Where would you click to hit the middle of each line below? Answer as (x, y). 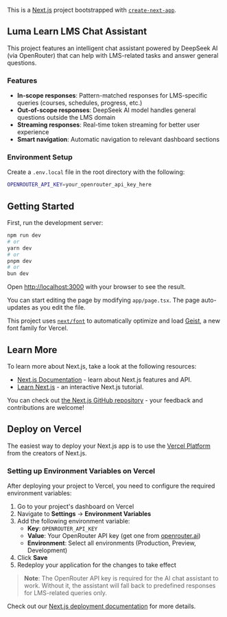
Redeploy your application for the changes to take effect (97, 565)
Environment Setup (40, 158)
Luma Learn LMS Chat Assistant (77, 31)
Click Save (32, 558)
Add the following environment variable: (73, 521)
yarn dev (20, 248)
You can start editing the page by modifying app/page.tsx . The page (104, 300)
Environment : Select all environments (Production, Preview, (112, 543)
